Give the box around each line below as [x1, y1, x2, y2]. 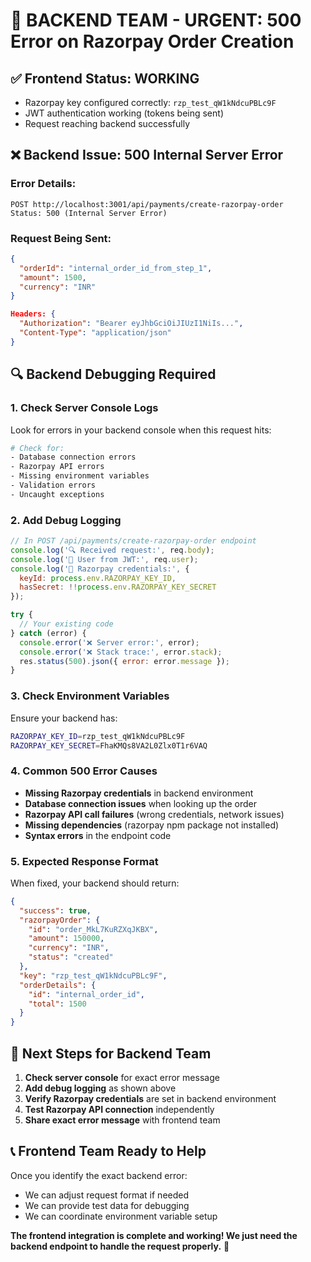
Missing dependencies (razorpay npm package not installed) [24, 819, 280, 831]
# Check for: [10, 443, 65, 453]
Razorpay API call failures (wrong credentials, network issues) [24, 808, 285, 820]
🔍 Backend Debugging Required [10, 366, 217, 383]
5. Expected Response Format [10, 854, 159, 868]
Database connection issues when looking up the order [24, 797, 257, 809]
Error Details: [10, 177, 77, 191]
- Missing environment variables [10, 471, 150, 481]
